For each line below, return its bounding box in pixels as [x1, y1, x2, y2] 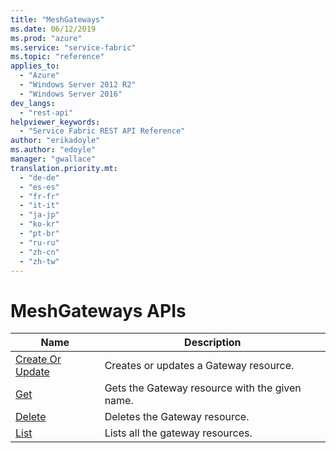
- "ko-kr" [19, 219, 60, 230]
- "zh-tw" [19, 256, 60, 266]
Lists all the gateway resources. [104, 426, 253, 440]
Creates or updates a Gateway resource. [104, 359, 295, 373]
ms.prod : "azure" [10, 33, 83, 43]
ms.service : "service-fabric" [10, 42, 137, 53]
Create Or [15, 352, 62, 366]
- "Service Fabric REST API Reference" [19, 126, 186, 136]
